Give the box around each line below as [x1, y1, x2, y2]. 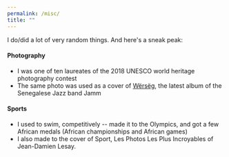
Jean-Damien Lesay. [17, 142, 77, 150]
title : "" [7, 17, 36, 24]
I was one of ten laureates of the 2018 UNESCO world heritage [17, 66, 195, 75]
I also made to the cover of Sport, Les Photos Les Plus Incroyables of [17, 134, 214, 142]
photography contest [17, 74, 77, 82]
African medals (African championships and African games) [17, 127, 188, 136]
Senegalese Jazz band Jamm [17, 89, 101, 97]
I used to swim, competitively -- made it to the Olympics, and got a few [17, 120, 219, 128]
